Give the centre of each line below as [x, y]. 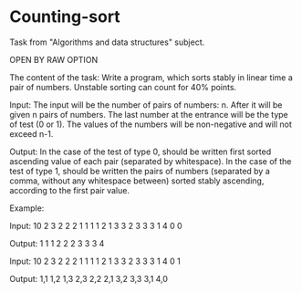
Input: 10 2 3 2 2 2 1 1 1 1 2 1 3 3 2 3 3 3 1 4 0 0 [96, 225]
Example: [27, 208]
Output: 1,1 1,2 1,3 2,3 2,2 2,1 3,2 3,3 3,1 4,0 [89, 278]
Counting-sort [65, 17]
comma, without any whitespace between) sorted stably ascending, [137, 181]
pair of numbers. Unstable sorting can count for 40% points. [123, 87]
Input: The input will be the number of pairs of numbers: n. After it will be [146, 105]
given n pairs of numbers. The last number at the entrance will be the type [149, 114]
